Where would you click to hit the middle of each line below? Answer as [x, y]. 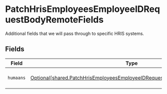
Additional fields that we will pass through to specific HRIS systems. [75, 33]
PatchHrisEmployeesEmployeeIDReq [83, 9]
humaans [17, 78]
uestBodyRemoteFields [54, 20]
